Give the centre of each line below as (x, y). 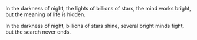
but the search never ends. (38, 32)
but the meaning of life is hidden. (46, 14)
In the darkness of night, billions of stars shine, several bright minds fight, (95, 26)
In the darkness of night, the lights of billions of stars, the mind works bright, (98, 8)
